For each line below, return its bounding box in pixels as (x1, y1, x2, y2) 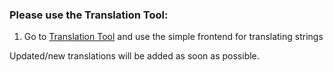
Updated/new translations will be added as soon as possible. (9, 50, 260, 62)
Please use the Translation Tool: (9, 8, 169, 22)
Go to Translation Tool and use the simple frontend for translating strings (23, 31, 324, 43)
